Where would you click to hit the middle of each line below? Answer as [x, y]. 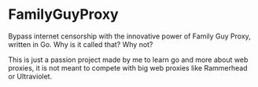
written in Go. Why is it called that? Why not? [81, 44]
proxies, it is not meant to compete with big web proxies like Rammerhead [128, 67]
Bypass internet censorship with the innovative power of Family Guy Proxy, [130, 36]
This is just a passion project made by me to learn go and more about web [128, 60]
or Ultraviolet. [30, 76]
